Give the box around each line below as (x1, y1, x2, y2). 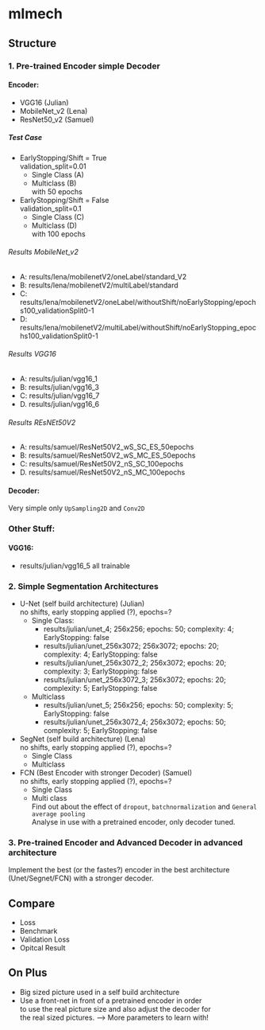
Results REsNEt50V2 (8, 417, 76, 427)
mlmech (8, 5, 63, 23)
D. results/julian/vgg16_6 (19, 400, 100, 409)
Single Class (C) (31, 212, 85, 221)
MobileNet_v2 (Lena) (19, 106, 88, 115)
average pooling (31, 810, 86, 818)
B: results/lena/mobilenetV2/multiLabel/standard (19, 280, 179, 290)
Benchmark (19, 927, 58, 936)
